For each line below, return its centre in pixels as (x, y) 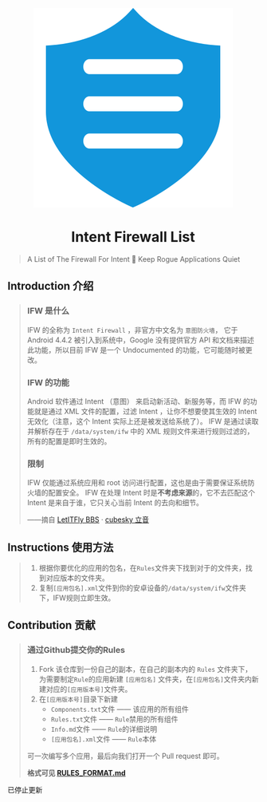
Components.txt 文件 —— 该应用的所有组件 (120, 709)
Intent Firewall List (133, 237)
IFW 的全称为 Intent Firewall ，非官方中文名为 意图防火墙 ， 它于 (132, 330)
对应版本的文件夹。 (77, 578)
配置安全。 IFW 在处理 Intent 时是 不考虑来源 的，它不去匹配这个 (152, 493)
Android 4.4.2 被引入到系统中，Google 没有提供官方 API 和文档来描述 (140, 340)
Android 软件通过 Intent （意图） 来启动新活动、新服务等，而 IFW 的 (138, 401)
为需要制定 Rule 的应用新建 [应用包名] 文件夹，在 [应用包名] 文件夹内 (145, 679)
